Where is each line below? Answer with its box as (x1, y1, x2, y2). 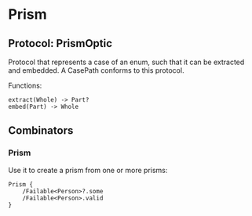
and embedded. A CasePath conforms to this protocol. (8, 66, 184, 75)
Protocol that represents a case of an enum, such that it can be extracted (8, 57, 245, 67)
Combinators (8, 124, 74, 138)
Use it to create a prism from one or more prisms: (8, 165, 168, 175)
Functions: (8, 81, 42, 90)
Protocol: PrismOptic (8, 37, 112, 50)
